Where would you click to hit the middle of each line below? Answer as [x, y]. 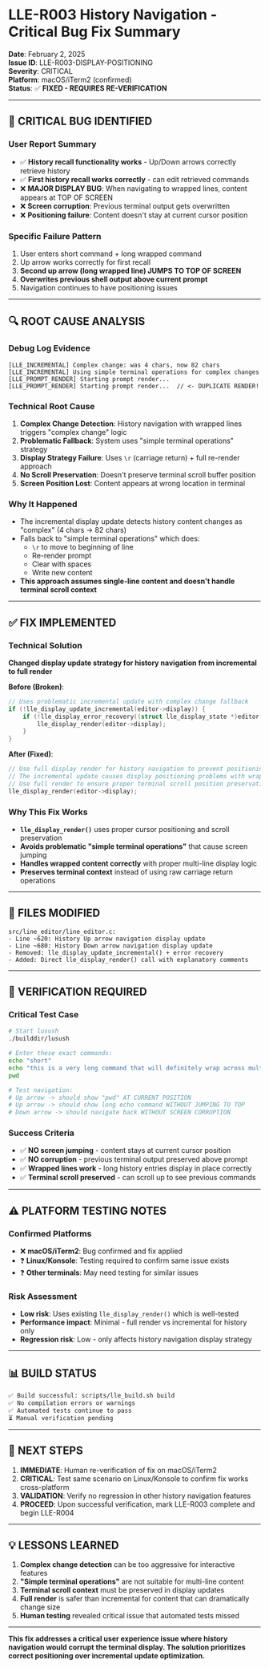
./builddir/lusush [39, 1039]
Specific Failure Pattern [55, 236]
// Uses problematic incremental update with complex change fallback [128, 701]
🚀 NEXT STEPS [46, 1451]
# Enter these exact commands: [60, 1053]
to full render [30, 671]
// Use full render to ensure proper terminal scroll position [116, 784]
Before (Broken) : [36, 687]
